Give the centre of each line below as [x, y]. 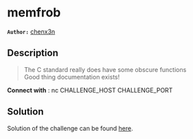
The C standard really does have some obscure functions [105, 69]
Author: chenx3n [31, 31]
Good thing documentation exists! [72, 77]
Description [33, 53]
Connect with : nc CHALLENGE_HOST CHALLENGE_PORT [90, 90]
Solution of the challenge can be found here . [70, 128]
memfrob [34, 13]
